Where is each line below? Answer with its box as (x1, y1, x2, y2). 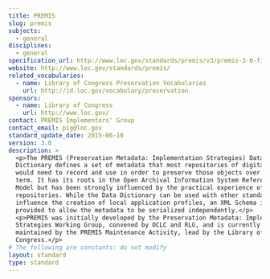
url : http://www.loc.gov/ (22, 109, 110, 117)
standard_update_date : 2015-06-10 (8, 131, 125, 139)
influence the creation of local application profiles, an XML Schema (15, 199, 257, 207)
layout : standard (8, 251, 67, 259)
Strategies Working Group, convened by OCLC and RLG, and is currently (15, 221, 261, 229)
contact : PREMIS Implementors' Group (8, 117, 135, 125)
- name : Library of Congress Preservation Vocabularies (15, 79, 207, 87)
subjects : (8, 27, 42, 35)
